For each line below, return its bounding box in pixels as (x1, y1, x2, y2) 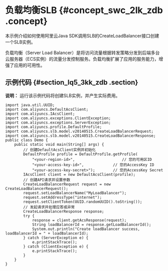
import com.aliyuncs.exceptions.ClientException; (5, 116, 111, 121)
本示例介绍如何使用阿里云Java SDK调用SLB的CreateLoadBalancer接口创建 (5, 33, 159, 39)
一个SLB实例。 (5, 39, 36, 45)
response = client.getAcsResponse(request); (32, 217, 127, 223)
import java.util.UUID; (5, 102, 55, 108)
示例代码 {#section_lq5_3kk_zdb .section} (5, 78, 138, 87)
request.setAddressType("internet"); (23, 195, 102, 200)
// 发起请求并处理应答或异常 (23, 204, 75, 209)
